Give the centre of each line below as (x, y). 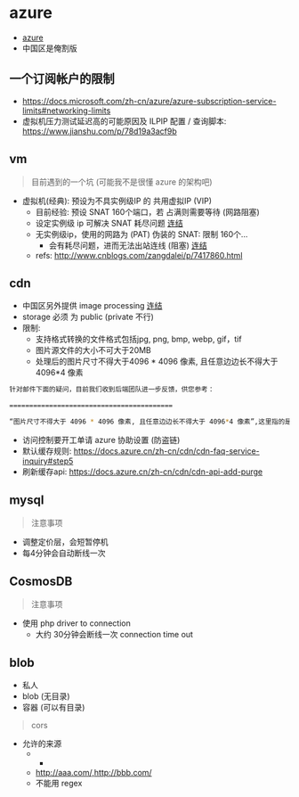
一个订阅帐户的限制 (62, 79)
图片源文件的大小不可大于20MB (93, 350)
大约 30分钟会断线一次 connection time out (114, 634)
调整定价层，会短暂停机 (65, 541)
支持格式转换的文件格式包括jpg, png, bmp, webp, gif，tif (138, 339)
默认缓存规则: (47, 451)
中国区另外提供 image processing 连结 (92, 306)
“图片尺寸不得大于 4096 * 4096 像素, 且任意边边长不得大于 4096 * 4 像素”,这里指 (144, 422)
